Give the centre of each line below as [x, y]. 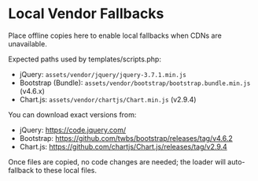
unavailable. [28, 43]
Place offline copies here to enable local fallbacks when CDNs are [115, 35]
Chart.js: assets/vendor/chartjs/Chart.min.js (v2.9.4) [108, 99]
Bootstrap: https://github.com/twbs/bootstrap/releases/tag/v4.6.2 [126, 138]
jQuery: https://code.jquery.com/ [73, 130]
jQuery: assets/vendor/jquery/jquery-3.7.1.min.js [103, 74]
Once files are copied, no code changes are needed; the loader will [117, 161]
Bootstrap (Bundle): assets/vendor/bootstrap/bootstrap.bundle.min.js [135, 83]
